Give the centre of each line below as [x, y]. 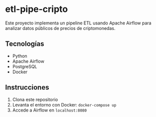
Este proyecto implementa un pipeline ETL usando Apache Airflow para [78, 23]
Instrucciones [27, 87]
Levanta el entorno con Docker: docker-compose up [64, 105]
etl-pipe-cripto [37, 9]
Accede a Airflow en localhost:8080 [50, 110]
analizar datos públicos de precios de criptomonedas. [60, 28]
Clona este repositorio [35, 99]
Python [20, 56]
